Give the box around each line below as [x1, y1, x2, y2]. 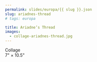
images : [5, 30, 21, 34]
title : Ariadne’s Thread [5, 25, 55, 30]
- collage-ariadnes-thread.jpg [9, 34, 73, 39]
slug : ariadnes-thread [5, 12, 51, 16]
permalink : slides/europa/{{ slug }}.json [5, 7, 92, 12]
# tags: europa [5, 16, 36, 21]
